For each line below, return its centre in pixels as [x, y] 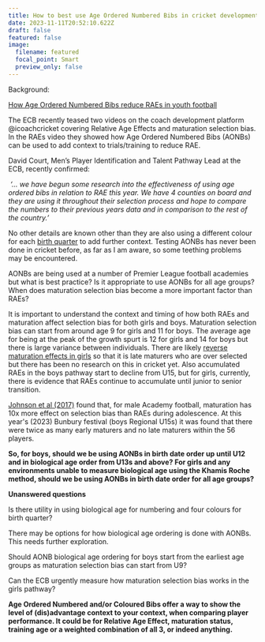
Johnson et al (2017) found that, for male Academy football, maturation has [130, 404]
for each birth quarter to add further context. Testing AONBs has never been [132, 241]
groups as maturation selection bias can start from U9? [98, 565]
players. [21, 438]
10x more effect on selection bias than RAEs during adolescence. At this [125, 413]
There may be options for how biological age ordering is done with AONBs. [130, 533]
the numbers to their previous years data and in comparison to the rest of [128, 209]
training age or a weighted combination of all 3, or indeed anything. [120, 629]
